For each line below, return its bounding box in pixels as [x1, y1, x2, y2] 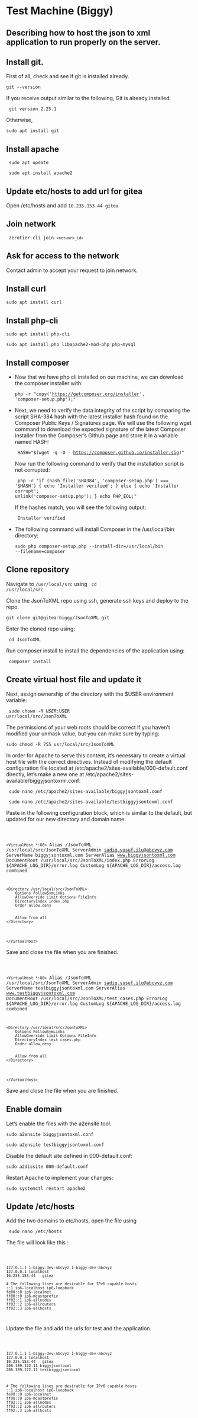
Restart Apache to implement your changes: [6, 1174, 113, 1181]
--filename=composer [14, 549, 66, 555]
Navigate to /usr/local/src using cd [6, 580, 97, 587]
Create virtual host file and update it [6, 674, 142, 685]
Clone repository [6, 565, 70, 575]
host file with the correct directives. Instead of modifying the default [6, 758, 172, 765]
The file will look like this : [6, 1239, 69, 1246]
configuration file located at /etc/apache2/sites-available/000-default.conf [6, 764, 188, 772]
